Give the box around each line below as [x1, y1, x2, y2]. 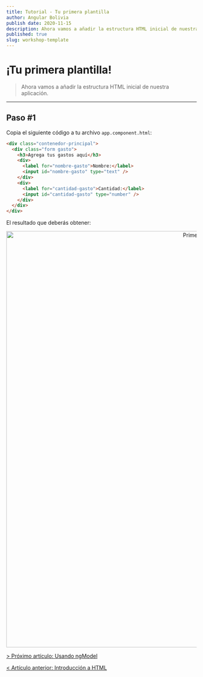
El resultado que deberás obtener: [6, 219, 91, 226]
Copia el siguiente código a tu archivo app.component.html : [6, 128, 152, 136]
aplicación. [21, 89, 49, 97]
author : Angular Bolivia [6, 15, 69, 21]
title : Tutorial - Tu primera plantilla [6, 8, 110, 15]
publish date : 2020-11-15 [6, 20, 71, 26]
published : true [6, 31, 47, 38]
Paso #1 [6, 113, 36, 123]
